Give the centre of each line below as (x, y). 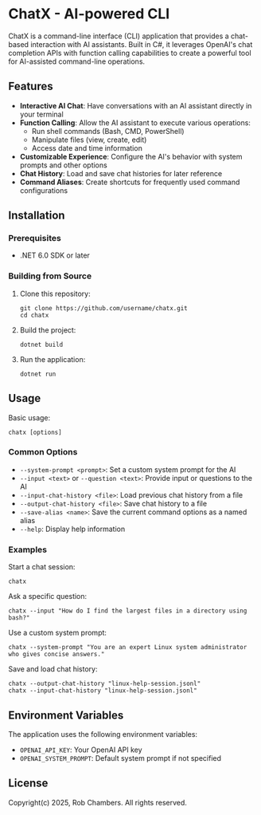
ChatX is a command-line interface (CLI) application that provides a (119, 36)
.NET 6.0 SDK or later (55, 255)
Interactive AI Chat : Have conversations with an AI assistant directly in (136, 105)
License (28, 784)
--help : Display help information (72, 529)
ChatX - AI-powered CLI (89, 14)
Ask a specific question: (48, 596)
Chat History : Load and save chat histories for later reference (121, 173)
